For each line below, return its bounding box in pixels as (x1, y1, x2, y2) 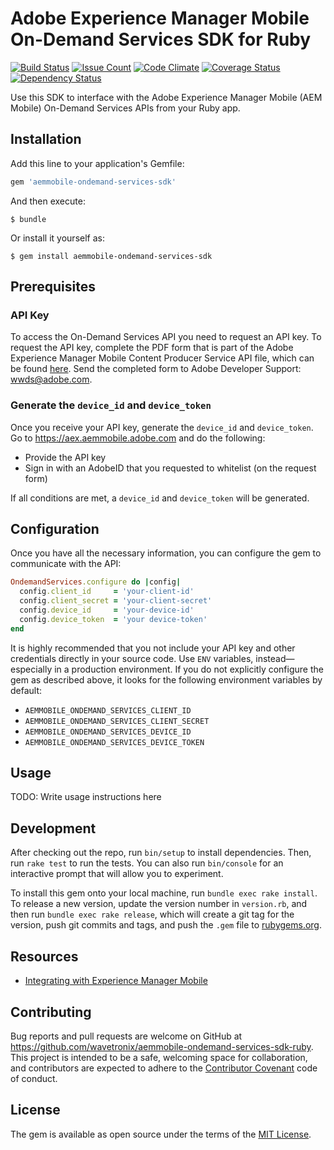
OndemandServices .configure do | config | (10, 577, 182, 587)
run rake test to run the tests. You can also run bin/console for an (10, 857, 284, 869)
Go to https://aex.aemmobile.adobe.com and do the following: (10, 432, 266, 444)
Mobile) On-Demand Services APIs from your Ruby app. (10, 102, 241, 114)
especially (10, 663, 53, 675)
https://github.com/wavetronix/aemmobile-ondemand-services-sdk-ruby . (10, 1040, 314, 1052)
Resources (10, 948, 79, 965)
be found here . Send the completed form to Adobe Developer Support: (10, 363, 302, 375)
